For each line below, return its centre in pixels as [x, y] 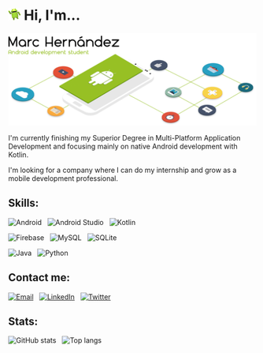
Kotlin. [19, 154]
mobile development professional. [63, 178]
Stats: [23, 321]
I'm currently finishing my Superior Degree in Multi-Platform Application [124, 137]
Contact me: [39, 278]
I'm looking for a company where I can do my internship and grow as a [122, 170]
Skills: [24, 203]
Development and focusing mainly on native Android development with [123, 146]
